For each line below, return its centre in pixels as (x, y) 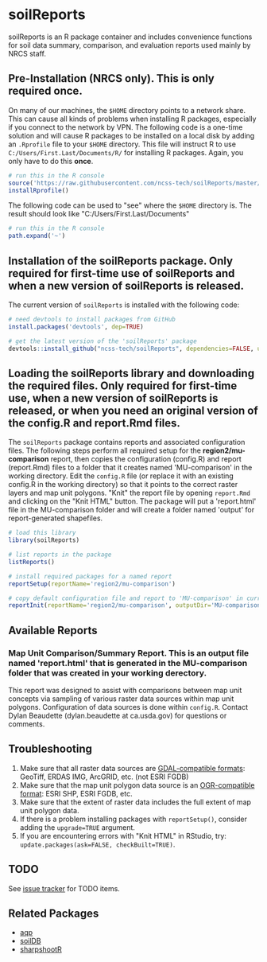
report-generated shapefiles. (56, 518)
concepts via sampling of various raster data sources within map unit (121, 699)
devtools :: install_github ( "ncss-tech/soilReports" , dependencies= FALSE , (131, 349)
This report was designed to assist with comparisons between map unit (125, 690)
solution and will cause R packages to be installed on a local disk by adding (132, 135)
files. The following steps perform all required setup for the (104, 450)
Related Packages (54, 913)
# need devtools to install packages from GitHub (92, 319)
